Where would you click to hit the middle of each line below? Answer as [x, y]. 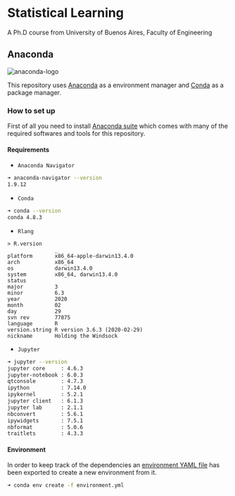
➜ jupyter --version [38, 362]
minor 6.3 [36, 293]
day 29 [34, 311]
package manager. [34, 92]
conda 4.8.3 [25, 217]
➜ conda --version [34, 211]
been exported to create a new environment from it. [82, 473]
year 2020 [38, 299]
